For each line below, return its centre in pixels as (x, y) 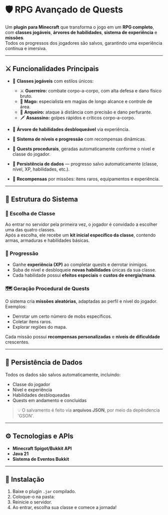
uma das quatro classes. (30, 230)
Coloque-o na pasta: (33, 497)
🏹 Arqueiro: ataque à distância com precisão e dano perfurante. (86, 112)
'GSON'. (25, 416)
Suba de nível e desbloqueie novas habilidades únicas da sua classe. (84, 270)
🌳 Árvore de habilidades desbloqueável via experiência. (71, 129)
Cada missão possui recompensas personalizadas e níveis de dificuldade (82, 337)
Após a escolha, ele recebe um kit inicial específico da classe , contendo (80, 235)
